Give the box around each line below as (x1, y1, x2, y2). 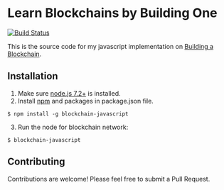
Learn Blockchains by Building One (7, 5, 218, 21)
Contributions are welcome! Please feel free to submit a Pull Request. (7, 174, 210, 183)
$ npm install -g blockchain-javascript (7, 110, 129, 118)
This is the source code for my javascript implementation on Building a (7, 42, 214, 50)
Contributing (7, 156, 65, 168)
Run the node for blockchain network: (17, 123, 129, 131)
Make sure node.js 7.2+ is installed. (17, 89, 121, 97)
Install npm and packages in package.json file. (17, 96, 154, 105)
